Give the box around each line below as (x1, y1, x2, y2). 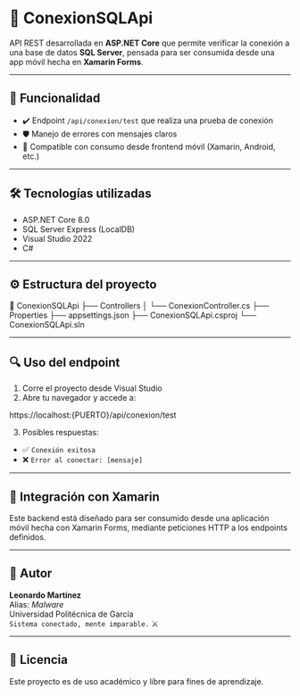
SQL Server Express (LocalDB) (21, 223, 136, 235)
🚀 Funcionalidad (9, 91, 101, 106)
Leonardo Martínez (9, 589, 82, 601)
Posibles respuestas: (21, 427, 100, 438)
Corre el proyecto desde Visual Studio (21, 383, 162, 394)
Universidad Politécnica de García (9, 609, 134, 619)
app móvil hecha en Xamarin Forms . (9, 56, 144, 67)
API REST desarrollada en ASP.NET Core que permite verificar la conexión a (9, 37, 290, 48)
